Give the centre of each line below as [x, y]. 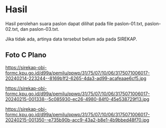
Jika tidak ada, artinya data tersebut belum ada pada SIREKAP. [71, 39]
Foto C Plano [26, 55]
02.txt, [12, 29]
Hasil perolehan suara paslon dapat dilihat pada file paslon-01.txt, [75, 24]
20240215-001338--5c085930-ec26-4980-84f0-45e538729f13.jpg [77, 99]
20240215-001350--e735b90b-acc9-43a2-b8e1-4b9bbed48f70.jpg [77, 120]
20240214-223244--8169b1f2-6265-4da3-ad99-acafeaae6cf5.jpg [76, 78]
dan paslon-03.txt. [40, 29]
